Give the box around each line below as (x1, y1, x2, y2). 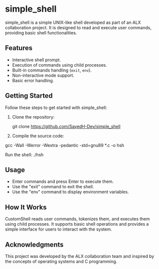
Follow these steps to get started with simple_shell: (5, 105, 107, 110)
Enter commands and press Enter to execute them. (12, 179, 114, 184)
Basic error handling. (12, 77, 54, 83)
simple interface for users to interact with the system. (5, 226, 112, 232)
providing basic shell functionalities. (5, 30, 77, 36)
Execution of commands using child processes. (12, 62, 107, 68)
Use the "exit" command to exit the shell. (12, 184, 94, 190)
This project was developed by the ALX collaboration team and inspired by (5, 253, 155, 259)
